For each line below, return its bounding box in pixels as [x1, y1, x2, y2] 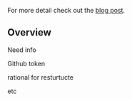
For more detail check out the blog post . [7, 6, 126, 14]
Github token [7, 59, 46, 68]
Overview [7, 26, 52, 38]
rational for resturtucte [7, 73, 73, 81]
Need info [7, 46, 37, 54]
